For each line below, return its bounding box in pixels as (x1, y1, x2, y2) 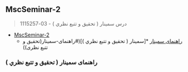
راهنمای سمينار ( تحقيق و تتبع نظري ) (5, 58, 98, 66)
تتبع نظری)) (22, 44, 48, 51)
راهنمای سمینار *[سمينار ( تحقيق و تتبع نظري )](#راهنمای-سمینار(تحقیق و (22, 37, 183, 44)
